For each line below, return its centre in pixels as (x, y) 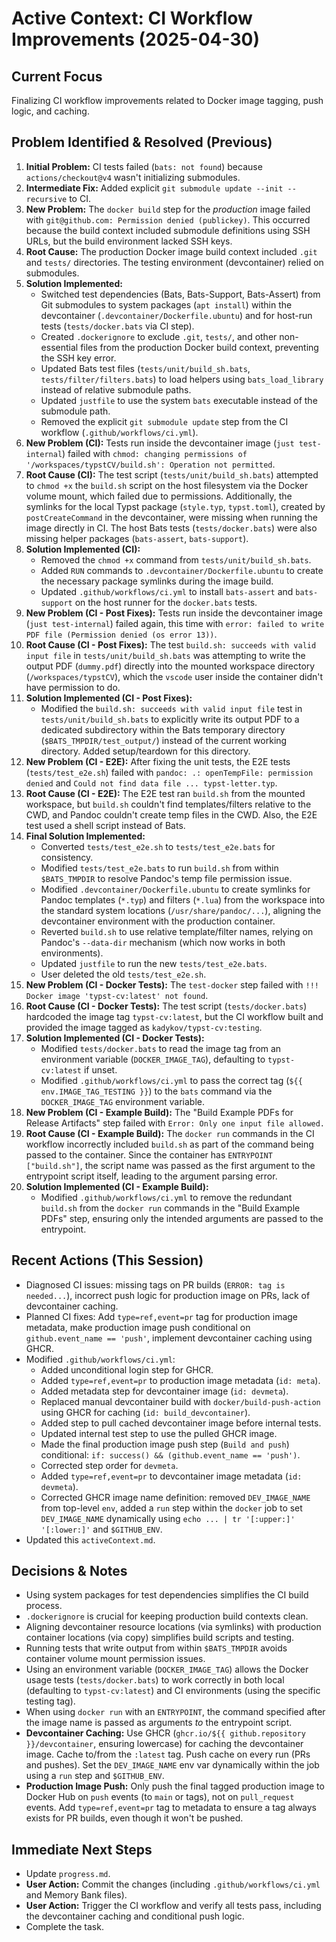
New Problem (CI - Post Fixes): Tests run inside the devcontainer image (174, 613)
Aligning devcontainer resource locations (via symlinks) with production (173, 1627)
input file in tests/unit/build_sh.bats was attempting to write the (165, 655)
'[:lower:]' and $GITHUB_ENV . (101, 1529)
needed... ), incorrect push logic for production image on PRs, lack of (168, 1295)
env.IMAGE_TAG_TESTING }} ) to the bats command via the (156, 1091)
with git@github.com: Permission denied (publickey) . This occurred (168, 219)
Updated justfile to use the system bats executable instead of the (179, 400)
